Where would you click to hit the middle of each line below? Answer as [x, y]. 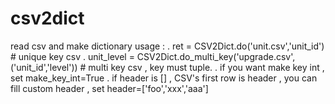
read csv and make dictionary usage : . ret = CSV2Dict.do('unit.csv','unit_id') [167, 46]
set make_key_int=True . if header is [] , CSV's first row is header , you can [164, 78]
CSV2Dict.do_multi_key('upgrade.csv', [216, 56]
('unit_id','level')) [44, 67]
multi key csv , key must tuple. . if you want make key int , [206, 67]
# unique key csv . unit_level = [72, 56]
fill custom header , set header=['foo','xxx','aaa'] [109, 88]
